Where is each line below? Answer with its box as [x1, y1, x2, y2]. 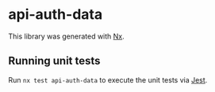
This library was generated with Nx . [8, 31, 125, 41]
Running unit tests [8, 54, 101, 68]
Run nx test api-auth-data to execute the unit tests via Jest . [8, 75, 208, 84]
